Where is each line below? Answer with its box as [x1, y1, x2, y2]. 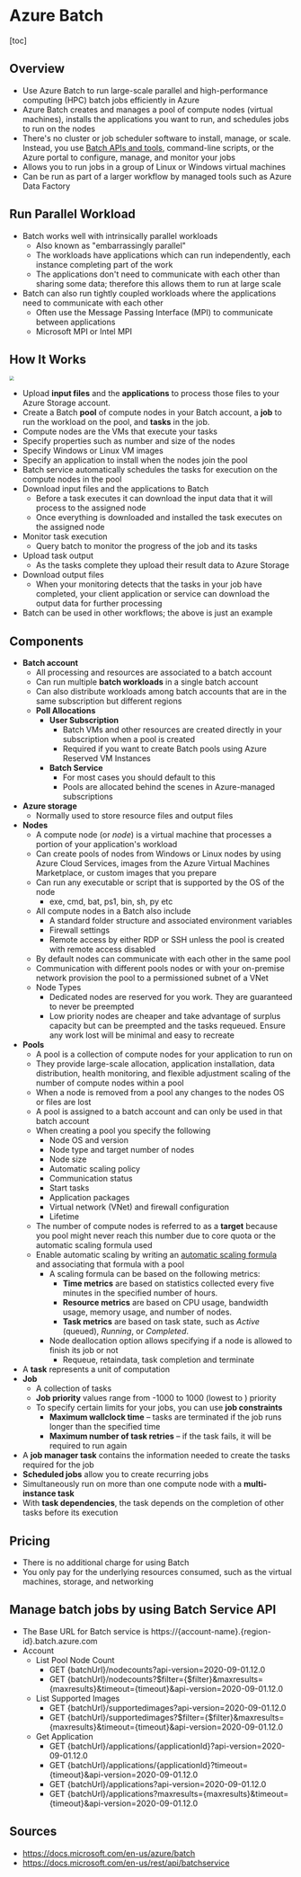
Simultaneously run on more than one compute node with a [22, 1479, 243, 1490]
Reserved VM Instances [62, 753, 151, 764]
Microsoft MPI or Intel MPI [35, 325, 133, 337]
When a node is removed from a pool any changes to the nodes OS [35, 1087, 285, 1098]
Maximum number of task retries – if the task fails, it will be [49, 1430, 272, 1442]
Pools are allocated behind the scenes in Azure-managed [62, 782, 276, 792]
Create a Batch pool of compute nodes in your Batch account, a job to [22, 407, 283, 418]
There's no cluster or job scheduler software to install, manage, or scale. [22, 132, 291, 144]
